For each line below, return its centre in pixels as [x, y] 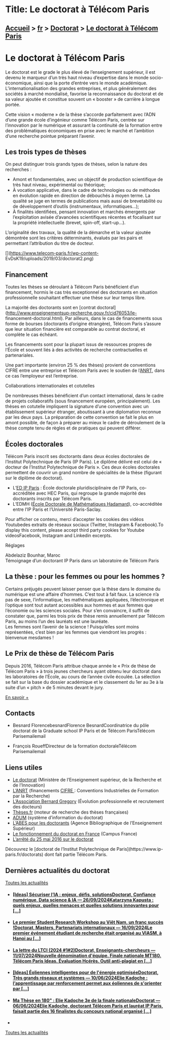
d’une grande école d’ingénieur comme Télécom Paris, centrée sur [75, 120]
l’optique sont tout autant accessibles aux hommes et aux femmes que [79, 605]
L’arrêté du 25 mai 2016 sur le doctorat [53, 839]
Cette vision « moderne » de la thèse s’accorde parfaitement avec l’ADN [80, 114]
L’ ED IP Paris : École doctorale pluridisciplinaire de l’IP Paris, [75, 487]
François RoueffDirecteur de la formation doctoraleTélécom [75, 746]
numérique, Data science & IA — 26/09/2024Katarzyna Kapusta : [83, 900]
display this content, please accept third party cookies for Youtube [75, 530]
